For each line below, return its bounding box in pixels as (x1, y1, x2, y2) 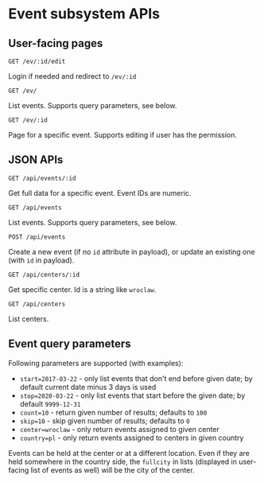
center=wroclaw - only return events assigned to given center (19, 424, 220, 434)
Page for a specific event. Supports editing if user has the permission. (8, 130, 237, 139)
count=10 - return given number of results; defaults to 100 (19, 407, 208, 417)
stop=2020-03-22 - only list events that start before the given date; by (19, 391, 246, 400)
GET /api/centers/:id (8, 271, 80, 279)
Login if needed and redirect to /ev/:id (8, 72, 137, 80)
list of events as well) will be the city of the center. (30, 465, 195, 474)
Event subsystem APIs (8, 5, 161, 23)
